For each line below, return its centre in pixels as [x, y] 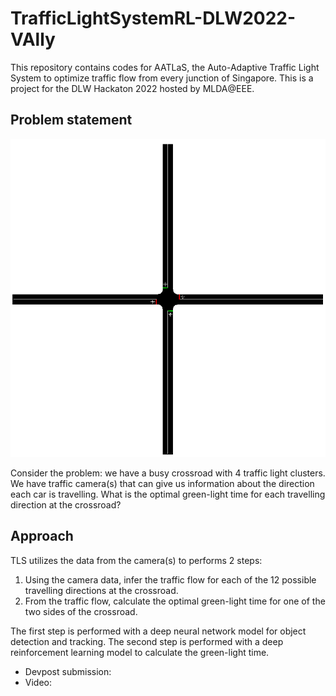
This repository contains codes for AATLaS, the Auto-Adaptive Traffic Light [165, 67]
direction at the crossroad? [66, 504]
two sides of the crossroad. [81, 611]
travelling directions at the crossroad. [101, 590]
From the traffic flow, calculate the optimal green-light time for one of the [175, 601]
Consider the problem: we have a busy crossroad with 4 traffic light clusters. [168, 473]
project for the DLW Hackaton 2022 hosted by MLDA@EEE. [132, 88]
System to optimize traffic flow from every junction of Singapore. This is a [162, 78]
